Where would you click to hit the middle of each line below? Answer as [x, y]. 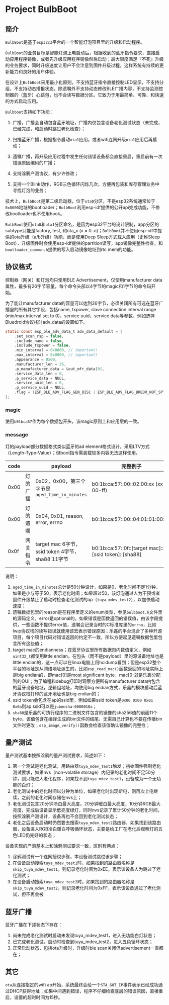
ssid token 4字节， [57, 552]
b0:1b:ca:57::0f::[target [119, 548]
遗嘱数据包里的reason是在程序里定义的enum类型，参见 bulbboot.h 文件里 [87, 612]
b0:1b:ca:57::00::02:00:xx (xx [128, 484]
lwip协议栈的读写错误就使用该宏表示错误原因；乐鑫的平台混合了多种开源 [87, 631]
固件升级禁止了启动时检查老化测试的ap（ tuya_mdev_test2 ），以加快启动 [86, 599]
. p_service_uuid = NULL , [40, 388]
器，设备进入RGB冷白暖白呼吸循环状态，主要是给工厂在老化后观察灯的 [85, 829]
